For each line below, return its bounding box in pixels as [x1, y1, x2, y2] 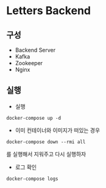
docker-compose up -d [6, 115, 62, 121]
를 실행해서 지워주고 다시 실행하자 [6, 150, 87, 157]
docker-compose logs [6, 176, 59, 182]
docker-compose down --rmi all [6, 139, 86, 145]
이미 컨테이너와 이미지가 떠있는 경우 [15, 127, 101, 134]
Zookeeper [15, 60, 43, 66]
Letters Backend [6, 4, 91, 18]
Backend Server [15, 47, 56, 53]
